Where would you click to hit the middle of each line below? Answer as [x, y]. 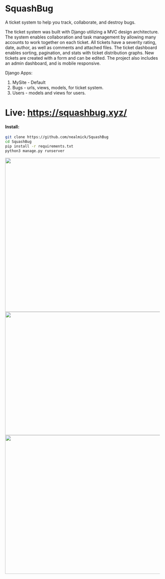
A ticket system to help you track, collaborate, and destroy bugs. [70, 22]
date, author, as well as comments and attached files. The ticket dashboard [81, 47]
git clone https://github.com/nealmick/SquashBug [57, 137]
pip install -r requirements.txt [39, 146]
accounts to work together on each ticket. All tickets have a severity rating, [81, 42]
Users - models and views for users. [49, 93]
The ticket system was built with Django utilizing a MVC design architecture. [82, 32]
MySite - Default [29, 82]
